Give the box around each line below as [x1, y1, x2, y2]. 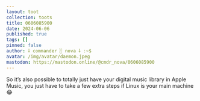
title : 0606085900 [6, 20, 52, 26]
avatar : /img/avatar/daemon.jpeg [6, 54, 90, 60]
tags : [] [6, 37, 28, 43]
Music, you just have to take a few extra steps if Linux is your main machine [6, 82, 194, 89]
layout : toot [6, 8, 39, 15]
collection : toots [6, 14, 52, 20]
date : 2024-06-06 [6, 25, 50, 32]
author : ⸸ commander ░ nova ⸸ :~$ [6, 48, 92, 54]
